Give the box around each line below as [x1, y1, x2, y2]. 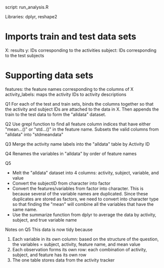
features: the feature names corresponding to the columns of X [5, 86, 134, 92]
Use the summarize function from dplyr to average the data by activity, [12, 212, 157, 218]
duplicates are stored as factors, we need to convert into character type [12, 196, 159, 202]
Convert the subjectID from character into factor [12, 180, 111, 186]
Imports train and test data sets [5, 31, 137, 42]
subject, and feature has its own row [12, 252, 86, 258]
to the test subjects [5, 52, 44, 58]
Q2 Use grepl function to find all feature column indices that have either [5, 121, 151, 127]
